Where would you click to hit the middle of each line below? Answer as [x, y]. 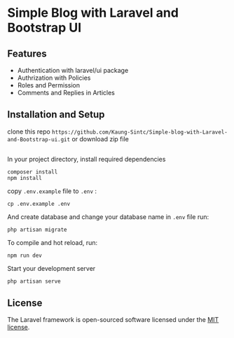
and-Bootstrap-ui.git [39, 139]
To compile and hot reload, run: [53, 243]
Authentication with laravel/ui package [73, 70]
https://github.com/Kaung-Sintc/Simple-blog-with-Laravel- [139, 132]
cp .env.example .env [39, 204]
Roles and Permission [49, 85]
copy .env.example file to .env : [52, 191]
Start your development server [51, 269]
